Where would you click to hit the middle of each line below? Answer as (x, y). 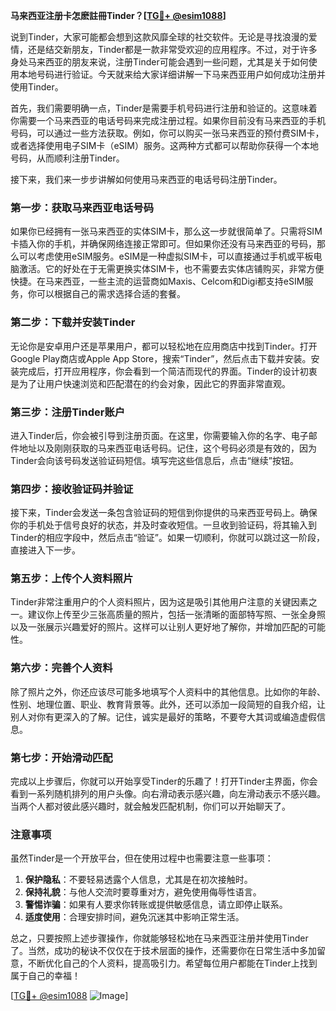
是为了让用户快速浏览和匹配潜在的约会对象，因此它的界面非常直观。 (150, 383)
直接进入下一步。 (45, 550)
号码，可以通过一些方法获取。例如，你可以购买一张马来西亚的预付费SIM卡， (167, 133)
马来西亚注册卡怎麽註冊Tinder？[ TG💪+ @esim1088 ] (118, 15)
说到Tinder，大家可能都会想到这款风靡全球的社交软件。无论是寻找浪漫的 (159, 37)
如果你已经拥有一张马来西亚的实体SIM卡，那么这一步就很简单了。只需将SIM (166, 231)
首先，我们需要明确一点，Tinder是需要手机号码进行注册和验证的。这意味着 (164, 108)
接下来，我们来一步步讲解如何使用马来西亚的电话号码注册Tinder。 (146, 179)
